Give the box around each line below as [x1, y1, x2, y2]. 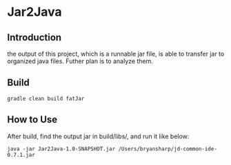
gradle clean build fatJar [7, 95, 85, 102]
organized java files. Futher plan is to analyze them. [7, 57, 153, 65]
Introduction [7, 32, 62, 43]
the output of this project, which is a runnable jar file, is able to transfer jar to [7, 49, 225, 58]
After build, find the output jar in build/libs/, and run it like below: [7, 132, 190, 140]
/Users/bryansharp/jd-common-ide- [118, 145, 217, 152]
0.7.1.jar [7, 151, 36, 158]
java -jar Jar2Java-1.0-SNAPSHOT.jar [7, 145, 116, 152]
